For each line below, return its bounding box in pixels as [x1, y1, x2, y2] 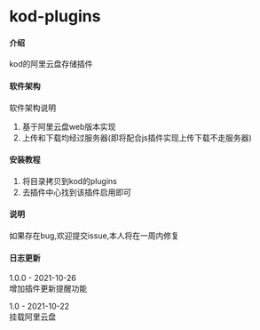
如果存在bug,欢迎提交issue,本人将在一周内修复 [9, 230, 180, 241]
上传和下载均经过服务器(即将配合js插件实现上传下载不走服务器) [21, 132, 252, 143]
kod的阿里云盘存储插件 [9, 59, 93, 69]
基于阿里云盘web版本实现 [21, 121, 116, 132]
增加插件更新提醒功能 [9, 283, 87, 294]
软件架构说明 [9, 102, 56, 113]
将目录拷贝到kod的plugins [21, 175, 118, 186]
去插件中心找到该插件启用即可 [21, 187, 131, 197]
